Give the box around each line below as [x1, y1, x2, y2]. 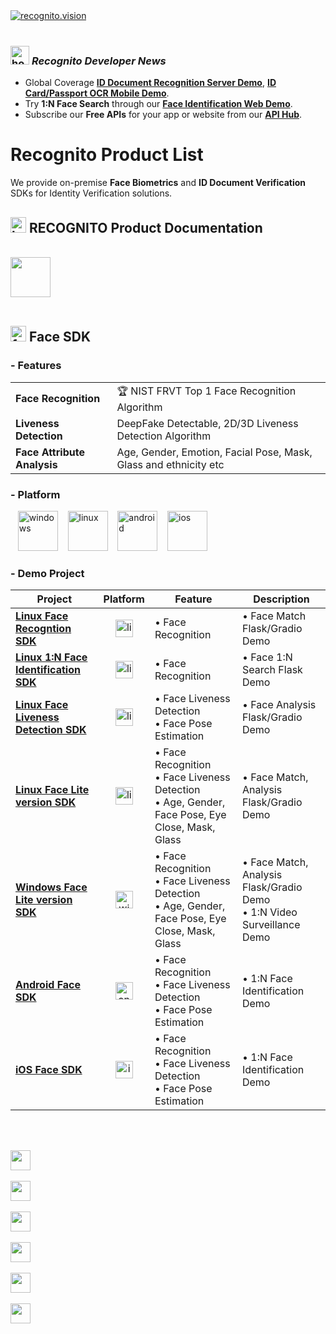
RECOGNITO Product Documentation [28, 219, 263, 236]
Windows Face [15, 880, 88, 894]
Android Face [15, 978, 82, 992]
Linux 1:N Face [15, 650, 88, 664]
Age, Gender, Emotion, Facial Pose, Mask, [116, 445, 313, 459]
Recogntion [15, 622, 72, 636]
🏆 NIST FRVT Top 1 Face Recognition [116, 384, 297, 398]
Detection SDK [15, 723, 87, 737]
